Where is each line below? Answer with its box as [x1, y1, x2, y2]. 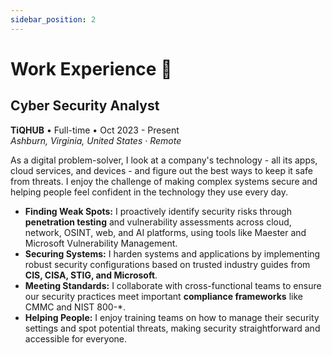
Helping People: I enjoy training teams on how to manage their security [24, 311, 320, 323]
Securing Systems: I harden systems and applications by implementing [24, 247, 321, 260]
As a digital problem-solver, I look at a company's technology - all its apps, [10, 154, 318, 166]
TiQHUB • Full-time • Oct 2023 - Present [10, 124, 180, 136]
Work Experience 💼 [10, 57, 173, 80]
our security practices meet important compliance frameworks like [24, 290, 303, 302]
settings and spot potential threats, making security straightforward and [24, 322, 321, 334]
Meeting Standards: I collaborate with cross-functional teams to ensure [24, 279, 322, 291]
